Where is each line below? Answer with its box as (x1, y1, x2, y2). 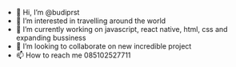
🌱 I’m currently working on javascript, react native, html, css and (15, 25, 228, 33)
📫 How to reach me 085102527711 (15, 50, 131, 60)
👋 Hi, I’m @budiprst (15, 8, 80, 17)
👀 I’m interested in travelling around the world (15, 16, 166, 26)
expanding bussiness (15, 33, 86, 42)
